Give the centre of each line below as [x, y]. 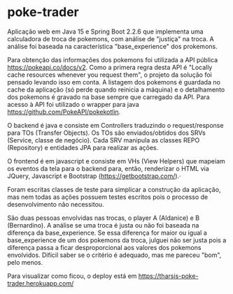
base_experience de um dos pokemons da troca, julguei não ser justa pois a [117, 240]
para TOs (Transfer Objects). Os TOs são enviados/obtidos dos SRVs [107, 133]
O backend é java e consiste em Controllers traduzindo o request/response [115, 125]
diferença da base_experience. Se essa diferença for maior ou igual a [107, 233]
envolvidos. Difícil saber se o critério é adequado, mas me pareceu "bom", [114, 255]
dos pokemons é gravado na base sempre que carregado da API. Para [108, 97]
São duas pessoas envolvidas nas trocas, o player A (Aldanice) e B [104, 218]
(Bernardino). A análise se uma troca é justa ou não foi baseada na [103, 225]
